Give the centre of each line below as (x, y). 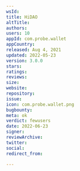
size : (13, 83)
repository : (20, 93)
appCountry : (20, 45)
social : (15, 148)
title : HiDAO (22, 17)
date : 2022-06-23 (27, 126)
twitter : (17, 142)
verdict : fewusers (28, 121)
